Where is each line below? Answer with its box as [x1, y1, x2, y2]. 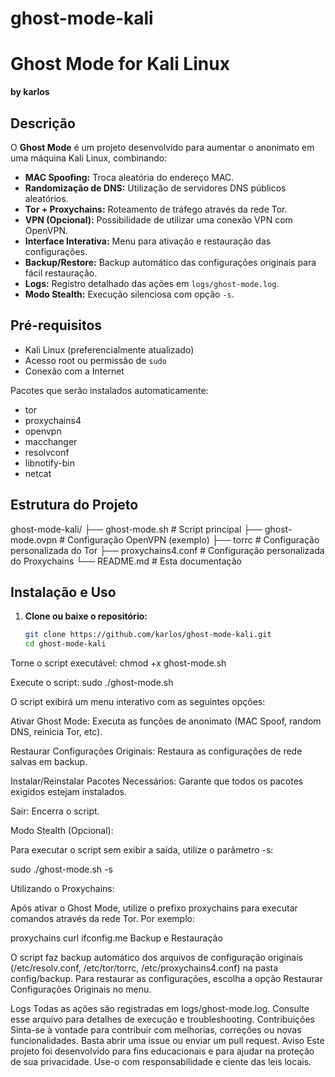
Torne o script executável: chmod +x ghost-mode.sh [10, 657, 227, 669]
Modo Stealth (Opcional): [10, 825, 114, 837]
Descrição [10, 115, 76, 132]
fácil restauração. [24, 267, 98, 279]
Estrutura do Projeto [10, 497, 139, 514]
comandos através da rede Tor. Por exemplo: [10, 913, 195, 925]
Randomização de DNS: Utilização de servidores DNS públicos [24, 182, 287, 194]
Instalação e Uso [10, 583, 117, 601]
